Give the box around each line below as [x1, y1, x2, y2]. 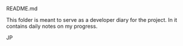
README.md [6, 5, 38, 12]
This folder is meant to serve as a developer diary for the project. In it [6, 17, 178, 23]
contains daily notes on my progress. [6, 23, 98, 29]
